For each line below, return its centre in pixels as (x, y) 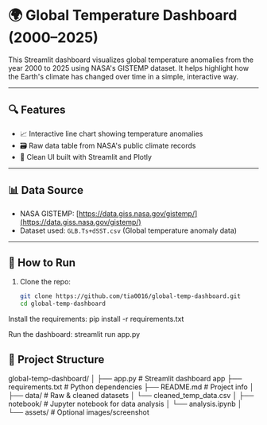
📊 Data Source (46, 190)
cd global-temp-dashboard (62, 304)
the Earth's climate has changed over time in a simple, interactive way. (124, 76)
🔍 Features (37, 110)
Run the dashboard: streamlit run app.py (74, 334)
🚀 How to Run (42, 263)
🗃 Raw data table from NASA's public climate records (108, 145)
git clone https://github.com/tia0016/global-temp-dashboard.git (130, 296)
